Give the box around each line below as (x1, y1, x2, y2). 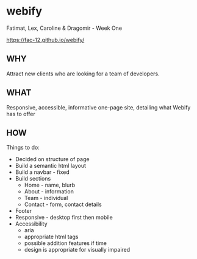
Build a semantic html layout (15, 162, 87, 170)
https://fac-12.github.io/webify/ (6, 36, 85, 43)
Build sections (15, 175, 51, 182)
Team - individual (24, 195, 68, 202)
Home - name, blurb (24, 181, 75, 189)
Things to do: (6, 144, 40, 151)
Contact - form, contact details (24, 201, 102, 208)
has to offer (6, 110, 35, 117)
